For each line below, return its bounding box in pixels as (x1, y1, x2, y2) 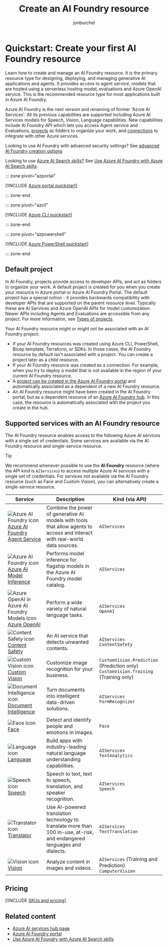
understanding (46, 756, 81, 763)
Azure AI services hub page (12, 925, 70, 931)
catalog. (46, 581, 65, 588)
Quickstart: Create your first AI (5, 42, 136, 54)
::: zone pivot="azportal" (5, 173, 56, 179)
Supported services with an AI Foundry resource (5, 419, 160, 427)
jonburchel (73, 20, 95, 26)
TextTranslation (99, 829, 138, 835)
